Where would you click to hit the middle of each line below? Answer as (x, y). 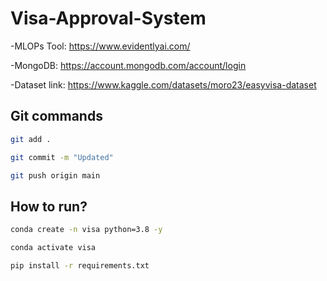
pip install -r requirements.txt (80, 265)
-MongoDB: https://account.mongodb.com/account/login (128, 65)
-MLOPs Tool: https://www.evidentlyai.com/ (100, 46)
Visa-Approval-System (108, 18)
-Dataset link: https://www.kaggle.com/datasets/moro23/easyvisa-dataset (163, 84)
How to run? (49, 206)
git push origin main (55, 175)
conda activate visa (53, 248)
